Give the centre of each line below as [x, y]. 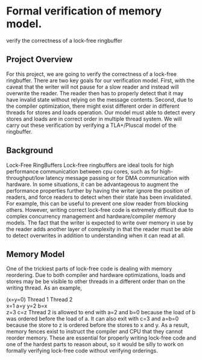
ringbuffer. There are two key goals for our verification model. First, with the [100, 80]
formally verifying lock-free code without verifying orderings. [82, 351]
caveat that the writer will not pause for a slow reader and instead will [93, 87]
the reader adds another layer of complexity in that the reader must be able [99, 229]
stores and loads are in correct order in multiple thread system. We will [94, 119]
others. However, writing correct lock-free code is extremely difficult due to [100, 209]
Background [30, 151]
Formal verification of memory [84, 11]
